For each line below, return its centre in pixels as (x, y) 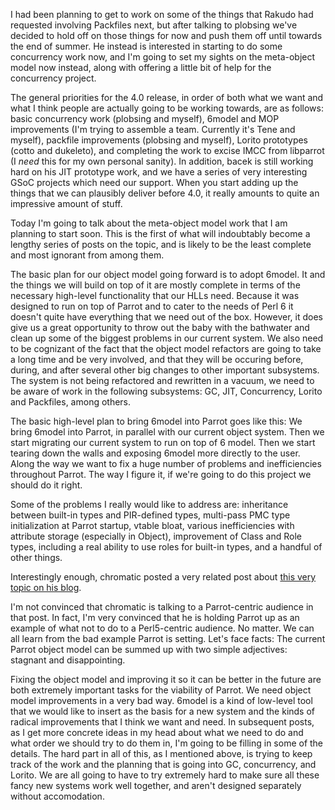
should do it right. (46, 485)
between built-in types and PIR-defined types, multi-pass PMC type (150, 515)
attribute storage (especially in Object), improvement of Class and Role (156, 536)
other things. (36, 557)
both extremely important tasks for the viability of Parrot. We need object (161, 690)
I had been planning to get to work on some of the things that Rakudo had (162, 14)
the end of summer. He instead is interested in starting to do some (146, 46)
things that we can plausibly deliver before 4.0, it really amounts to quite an (165, 193)
